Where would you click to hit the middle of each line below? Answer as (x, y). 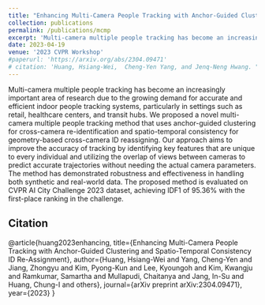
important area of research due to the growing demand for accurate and (125, 98)
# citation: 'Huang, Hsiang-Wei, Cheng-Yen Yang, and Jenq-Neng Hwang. (130, 67)
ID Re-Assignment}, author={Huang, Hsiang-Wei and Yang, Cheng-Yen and (130, 259)
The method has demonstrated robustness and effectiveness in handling (126, 173)
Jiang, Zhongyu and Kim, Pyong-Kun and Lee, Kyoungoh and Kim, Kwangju (131, 267)
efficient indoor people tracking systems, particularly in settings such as (125, 106)
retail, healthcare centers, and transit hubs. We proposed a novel (114, 115)
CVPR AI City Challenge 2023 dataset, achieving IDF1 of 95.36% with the (127, 190)
